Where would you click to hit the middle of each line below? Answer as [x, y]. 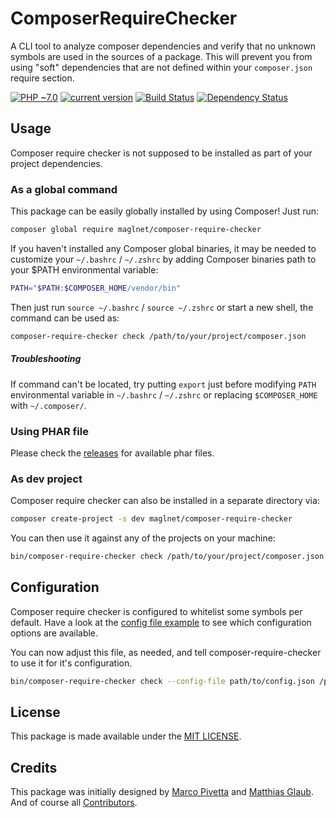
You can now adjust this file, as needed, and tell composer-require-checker [166, 652]
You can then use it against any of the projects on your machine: [143, 538]
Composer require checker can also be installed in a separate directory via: [165, 501]
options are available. [54, 633]
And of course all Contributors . [74, 803]
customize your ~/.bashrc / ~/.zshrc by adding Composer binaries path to [163, 259]
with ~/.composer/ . [48, 405]
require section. [42, 78]
